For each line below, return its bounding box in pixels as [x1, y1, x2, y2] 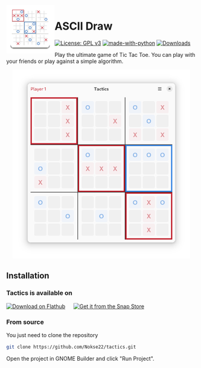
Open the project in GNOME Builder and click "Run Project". [6, 355, 155, 362]
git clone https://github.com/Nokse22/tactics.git [6, 344, 136, 350]
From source [6, 318, 44, 326]
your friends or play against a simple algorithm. [6, 57, 124, 65]
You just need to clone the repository [6, 331, 98, 338]
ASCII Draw [54, 19, 113, 33]
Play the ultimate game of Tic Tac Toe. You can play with [54, 51, 196, 58]
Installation [6, 271, 49, 281]
